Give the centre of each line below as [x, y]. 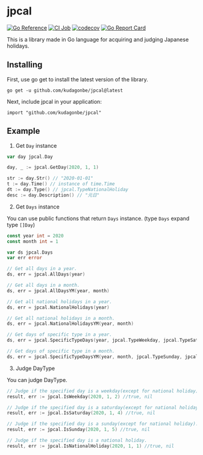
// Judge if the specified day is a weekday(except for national [90, 391]
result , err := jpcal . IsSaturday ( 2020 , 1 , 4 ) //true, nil [81, 413]
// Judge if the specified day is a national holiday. [77, 441]
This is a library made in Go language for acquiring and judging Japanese [98, 39]
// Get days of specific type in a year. [60, 335]
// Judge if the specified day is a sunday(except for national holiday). [103, 424]
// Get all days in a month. [43, 285]
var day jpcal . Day [30, 157]
